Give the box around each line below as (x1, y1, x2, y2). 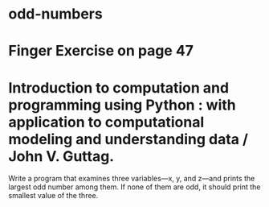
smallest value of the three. (8, 191, 99, 201)
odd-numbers (8, 5, 103, 23)
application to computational (8, 113, 205, 131)
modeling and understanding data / (8, 130, 249, 148)
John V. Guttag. (8, 147, 115, 165)
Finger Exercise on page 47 (8, 42, 194, 60)
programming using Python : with (8, 96, 237, 114)
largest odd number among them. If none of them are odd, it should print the (8, 182, 261, 192)
